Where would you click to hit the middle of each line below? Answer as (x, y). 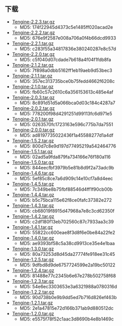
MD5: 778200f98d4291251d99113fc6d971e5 (66, 113)
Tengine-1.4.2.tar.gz (33, 216)
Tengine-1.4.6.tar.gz (33, 173)
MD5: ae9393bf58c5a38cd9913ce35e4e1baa (67, 243)
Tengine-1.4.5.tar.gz (33, 184)
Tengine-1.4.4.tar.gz (33, 194)
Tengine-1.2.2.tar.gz (33, 292)
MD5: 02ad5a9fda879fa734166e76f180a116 (65, 157)
